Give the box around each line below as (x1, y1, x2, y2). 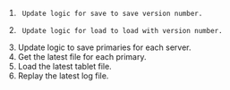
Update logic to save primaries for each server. (17, 42, 192, 53)
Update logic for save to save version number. (21, 9, 203, 18)
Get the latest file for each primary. (17, 52, 147, 61)
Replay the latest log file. (17, 70, 109, 81)
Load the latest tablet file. (17, 61, 112, 71)
